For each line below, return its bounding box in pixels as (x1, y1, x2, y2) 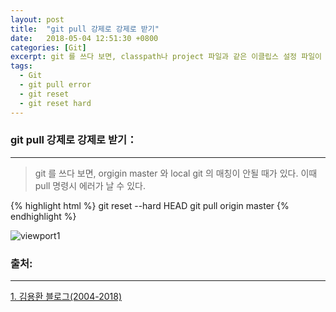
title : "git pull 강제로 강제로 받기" (10, 24, 160, 34)
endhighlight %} (10, 210, 77, 222)
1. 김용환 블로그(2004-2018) (10, 291, 123, 303)
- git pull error (19, 80, 92, 90)
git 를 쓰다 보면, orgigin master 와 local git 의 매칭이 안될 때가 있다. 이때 (34, 167, 318, 179)
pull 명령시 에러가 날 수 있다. (34, 179, 146, 191)
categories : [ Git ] (10, 42, 87, 53)
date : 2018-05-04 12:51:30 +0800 (10, 33, 159, 43)
